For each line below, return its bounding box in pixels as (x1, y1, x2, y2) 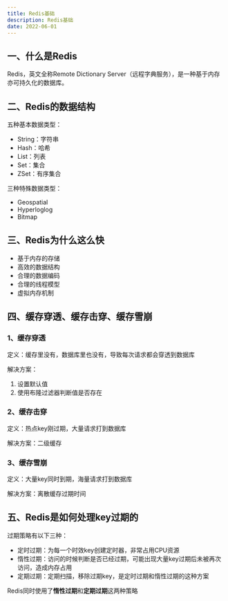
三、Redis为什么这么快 (7, 234, 105, 246)
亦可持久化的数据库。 (7, 79, 68, 87)
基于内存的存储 (17, 254, 60, 263)
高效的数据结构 (17, 263, 60, 271)
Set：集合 (17, 161, 46, 169)
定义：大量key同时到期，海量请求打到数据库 (7, 475, 133, 484)
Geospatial (17, 198, 48, 206)
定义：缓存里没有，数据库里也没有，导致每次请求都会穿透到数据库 (7, 350, 195, 359)
